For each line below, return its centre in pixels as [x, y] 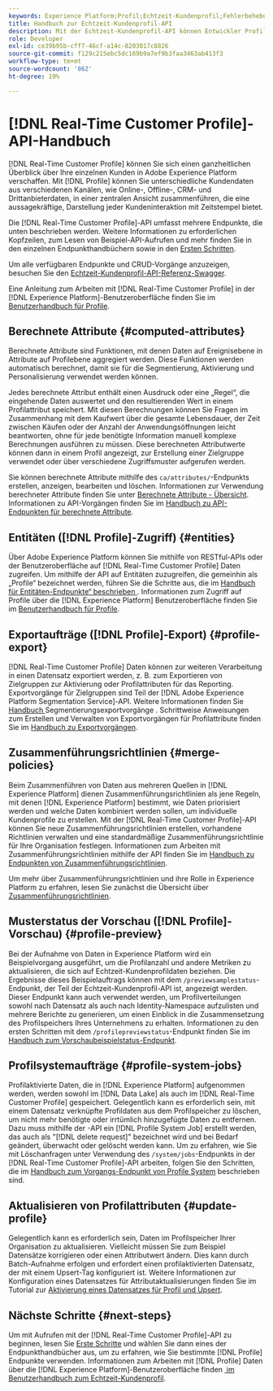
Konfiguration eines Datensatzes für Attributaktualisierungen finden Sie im [132, 1281]
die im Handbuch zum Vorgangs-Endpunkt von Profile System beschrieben [134, 1171]
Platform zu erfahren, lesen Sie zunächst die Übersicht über [108, 887]
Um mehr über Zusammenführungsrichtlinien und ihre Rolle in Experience [131, 878]
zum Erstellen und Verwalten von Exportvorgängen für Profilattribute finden [135, 719]
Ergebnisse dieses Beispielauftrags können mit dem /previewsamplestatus [132, 980]
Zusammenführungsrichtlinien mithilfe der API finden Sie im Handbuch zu [131, 854]
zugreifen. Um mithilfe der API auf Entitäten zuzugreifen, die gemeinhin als [133, 575]
